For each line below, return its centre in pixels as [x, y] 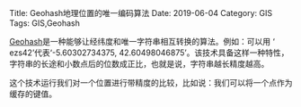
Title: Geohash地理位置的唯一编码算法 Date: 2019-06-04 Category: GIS [141, 13]
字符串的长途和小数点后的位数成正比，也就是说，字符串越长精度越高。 [139, 64]
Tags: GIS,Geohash [45, 23]
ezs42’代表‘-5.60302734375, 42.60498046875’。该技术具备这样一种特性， [149, 53]
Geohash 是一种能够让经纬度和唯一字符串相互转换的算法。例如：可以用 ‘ [142, 41]
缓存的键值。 [33, 94]
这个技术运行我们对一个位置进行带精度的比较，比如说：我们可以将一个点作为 [151, 82]
